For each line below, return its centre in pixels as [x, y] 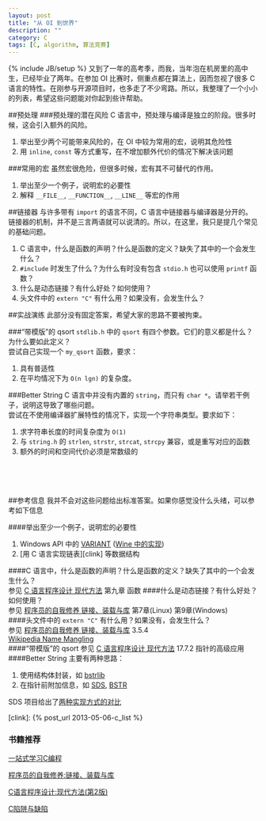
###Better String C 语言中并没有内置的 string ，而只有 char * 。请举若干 [125, 395]
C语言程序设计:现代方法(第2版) [58, 792]
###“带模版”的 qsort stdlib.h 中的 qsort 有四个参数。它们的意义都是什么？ [131, 332]
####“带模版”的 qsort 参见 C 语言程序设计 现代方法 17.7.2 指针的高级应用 [126, 648]
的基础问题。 [29, 232]
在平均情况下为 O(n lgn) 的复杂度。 [78, 378]
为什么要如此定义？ [40, 342]
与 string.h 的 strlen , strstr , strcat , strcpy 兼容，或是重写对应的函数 [135, 442]
